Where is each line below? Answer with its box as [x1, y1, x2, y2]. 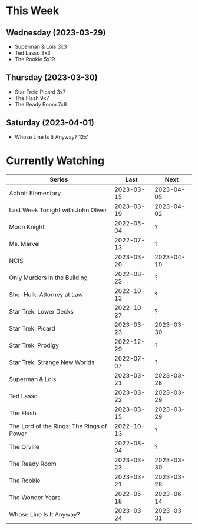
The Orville [9, 442, 39, 451]
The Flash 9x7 [14, 94, 49, 101]
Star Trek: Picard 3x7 [14, 88, 66, 95]
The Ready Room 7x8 [14, 101, 67, 108]
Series [49, 175, 68, 184]
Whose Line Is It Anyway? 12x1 [14, 134, 90, 141]
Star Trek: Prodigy [9, 341, 59, 349]
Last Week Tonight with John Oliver [9, 206, 107, 214]
